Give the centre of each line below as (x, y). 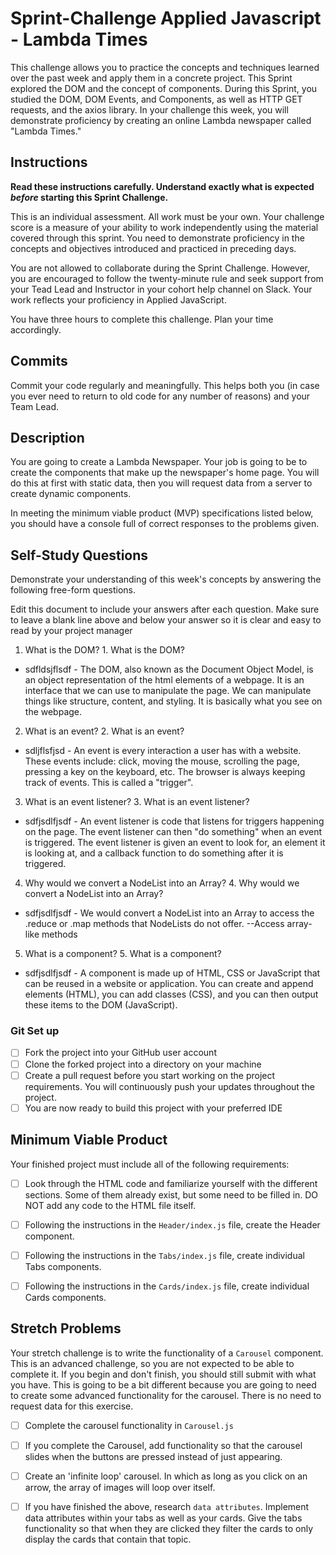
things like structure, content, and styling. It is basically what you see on (173, 701)
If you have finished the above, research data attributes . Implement (167, 1506)
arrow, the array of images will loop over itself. (120, 1487)
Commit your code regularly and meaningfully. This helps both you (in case (165, 385)
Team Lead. (34, 406)
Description (47, 437)
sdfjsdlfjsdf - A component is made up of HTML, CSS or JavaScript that (172, 973)
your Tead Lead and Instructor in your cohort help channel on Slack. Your (161, 289)
